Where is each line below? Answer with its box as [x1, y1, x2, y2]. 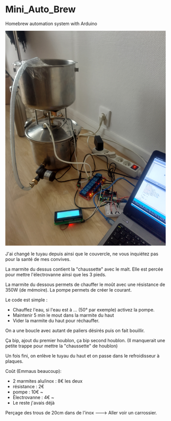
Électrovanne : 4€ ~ [12, 394, 54, 400]
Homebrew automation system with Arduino [5, 20, 98, 27]
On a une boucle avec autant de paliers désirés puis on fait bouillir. [5, 327, 145, 334]
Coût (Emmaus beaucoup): [5, 368, 62, 374]
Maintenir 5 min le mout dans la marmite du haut [12, 312, 115, 318]
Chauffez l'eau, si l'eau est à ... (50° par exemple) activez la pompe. [12, 306, 155, 313]
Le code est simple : [5, 297, 48, 303]
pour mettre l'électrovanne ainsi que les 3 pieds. [5, 271, 107, 277]
